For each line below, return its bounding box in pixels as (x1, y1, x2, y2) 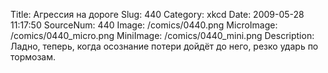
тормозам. (10, 51, 57, 63)
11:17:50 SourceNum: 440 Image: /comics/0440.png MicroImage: (10, 19, 278, 31)
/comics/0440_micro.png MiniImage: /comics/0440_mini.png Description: (10, 30, 315, 41)
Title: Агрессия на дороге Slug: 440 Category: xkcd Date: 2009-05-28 (10, 9, 305, 20)
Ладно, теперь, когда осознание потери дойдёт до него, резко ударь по (10, 40, 319, 52)
